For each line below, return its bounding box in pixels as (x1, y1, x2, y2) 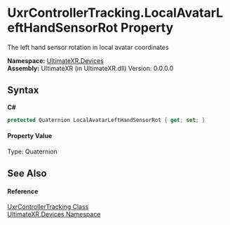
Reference (7, 187, 39, 196)
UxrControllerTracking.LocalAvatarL (7, 5, 224, 21)
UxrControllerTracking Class (7, 203, 89, 211)
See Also (7, 168, 47, 179)
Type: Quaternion (7, 147, 58, 156)
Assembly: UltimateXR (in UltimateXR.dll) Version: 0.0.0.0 (7, 64, 174, 72)
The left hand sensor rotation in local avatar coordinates (7, 43, 170, 51)
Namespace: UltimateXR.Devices (7, 56, 104, 64)
